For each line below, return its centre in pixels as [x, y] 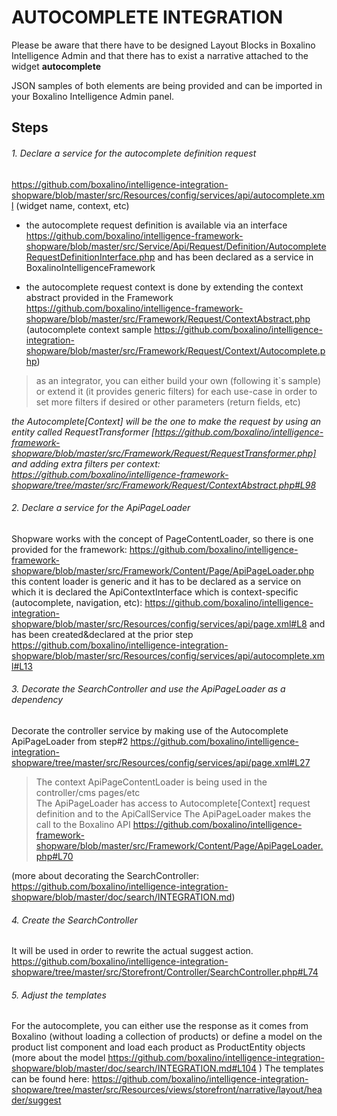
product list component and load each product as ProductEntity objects [158, 1047]
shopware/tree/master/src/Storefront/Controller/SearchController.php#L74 [165, 972]
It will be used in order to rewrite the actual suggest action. [132, 951]
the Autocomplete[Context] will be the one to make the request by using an [166, 421]
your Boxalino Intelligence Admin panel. [93, 96]
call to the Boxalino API [83, 824]
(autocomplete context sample [89, 329]
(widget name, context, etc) [72, 205]
